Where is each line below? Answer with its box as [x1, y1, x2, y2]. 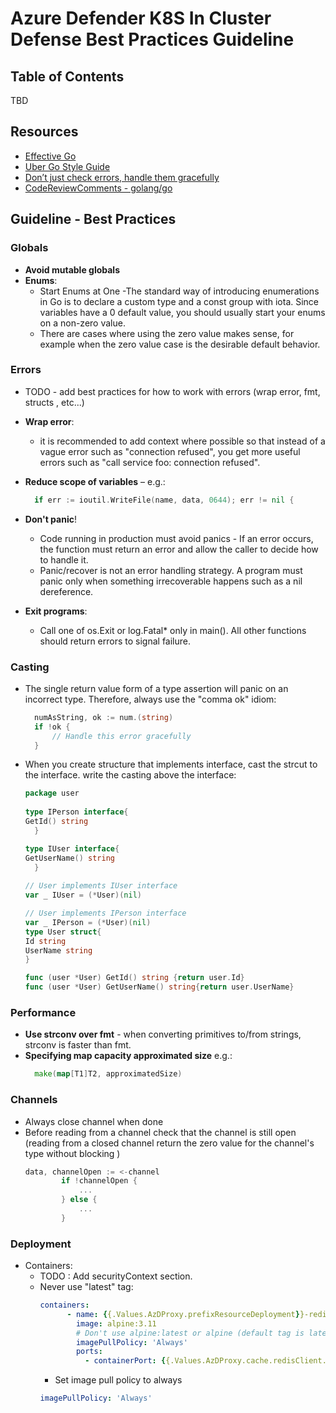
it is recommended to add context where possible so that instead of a [39, 435, 326, 447]
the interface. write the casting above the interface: [24, 769, 237, 781]
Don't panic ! [24, 513, 77, 525]
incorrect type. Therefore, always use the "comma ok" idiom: [24, 693, 277, 705]
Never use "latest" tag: [39, 1281, 134, 1293]
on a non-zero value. [39, 317, 126, 329]
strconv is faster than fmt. [24, 1039, 132, 1051]
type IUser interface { [24, 843, 120, 854]
